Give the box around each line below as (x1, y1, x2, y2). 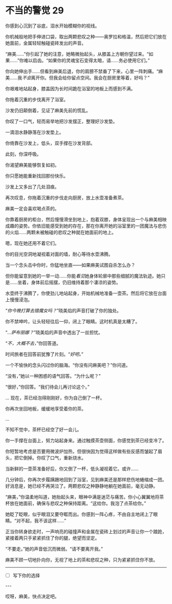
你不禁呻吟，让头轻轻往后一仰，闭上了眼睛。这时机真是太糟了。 (5, 318, 140, 324)
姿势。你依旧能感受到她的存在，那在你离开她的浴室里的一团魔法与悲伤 (18, 223, 167, 229)
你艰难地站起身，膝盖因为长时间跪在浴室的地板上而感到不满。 (5, 85, 136, 91)
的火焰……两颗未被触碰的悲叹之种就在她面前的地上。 (5, 229, 117, 235)
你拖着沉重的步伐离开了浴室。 (5, 96, 68, 103)
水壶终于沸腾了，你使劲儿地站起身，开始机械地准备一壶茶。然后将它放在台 (5, 290, 162, 296)
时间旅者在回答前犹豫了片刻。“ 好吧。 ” (5, 351, 83, 357)
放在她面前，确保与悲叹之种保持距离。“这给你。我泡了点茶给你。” (9, 500, 146, 506)
